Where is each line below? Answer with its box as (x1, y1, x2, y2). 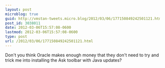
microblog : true (5, 12, 38, 17)
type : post (5, 34, 27, 39)
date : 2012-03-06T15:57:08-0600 (5, 25, 71, 30)
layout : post (5, 7, 32, 12)
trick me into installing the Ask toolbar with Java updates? (5, 57, 122, 63)
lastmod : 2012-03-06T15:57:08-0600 (5, 30, 78, 34)
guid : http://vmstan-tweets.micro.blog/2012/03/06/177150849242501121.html (5, 16, 164, 21)
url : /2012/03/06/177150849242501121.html (5, 39, 93, 44)
